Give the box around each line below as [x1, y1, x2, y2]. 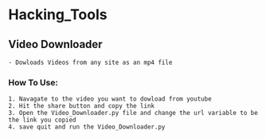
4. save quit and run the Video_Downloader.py [8, 123, 166, 131]
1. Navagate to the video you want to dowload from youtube [8, 95, 213, 103]
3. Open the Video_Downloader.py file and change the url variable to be [8, 109, 259, 117]
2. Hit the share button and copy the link [8, 102, 155, 110]
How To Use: [8, 77, 58, 88]
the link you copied [8, 116, 77, 125]
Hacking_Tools [8, 6, 108, 24]
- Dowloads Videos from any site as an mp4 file [8, 58, 173, 66]
